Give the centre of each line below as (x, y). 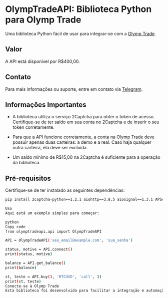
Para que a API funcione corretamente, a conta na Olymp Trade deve (83, 137)
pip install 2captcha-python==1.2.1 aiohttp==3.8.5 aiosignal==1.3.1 (79, 200)
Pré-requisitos (28, 178)
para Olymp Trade (43, 20)
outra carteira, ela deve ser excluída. (50, 148)
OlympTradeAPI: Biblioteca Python (78, 9)
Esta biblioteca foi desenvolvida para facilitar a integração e (74, 291)
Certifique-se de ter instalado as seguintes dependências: (65, 190)
